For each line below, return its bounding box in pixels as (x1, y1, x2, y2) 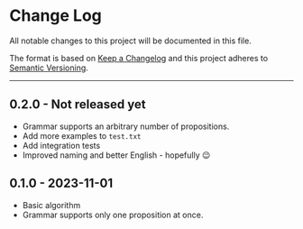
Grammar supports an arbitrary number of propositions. (22, 121, 230, 132)
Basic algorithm (22, 199, 81, 210)
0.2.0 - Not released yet (9, 96, 146, 113)
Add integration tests (22, 140, 101, 151)
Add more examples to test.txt (22, 130, 142, 141)
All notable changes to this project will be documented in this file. (9, 35, 252, 46)
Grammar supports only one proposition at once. (22, 209, 204, 220)
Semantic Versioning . (9, 62, 88, 73)
